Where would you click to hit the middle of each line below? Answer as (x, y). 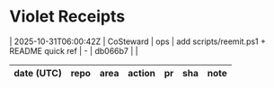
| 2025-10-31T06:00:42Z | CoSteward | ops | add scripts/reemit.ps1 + (138, 41)
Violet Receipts (67, 17)
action (141, 73)
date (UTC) (38, 73)
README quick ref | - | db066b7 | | (74, 50)
